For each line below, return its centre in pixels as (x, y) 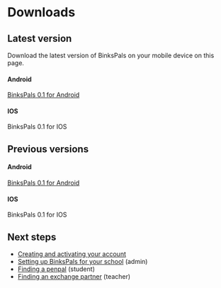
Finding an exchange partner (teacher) (74, 277)
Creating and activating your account (72, 254)
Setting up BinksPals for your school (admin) (83, 262)
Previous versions (48, 149)
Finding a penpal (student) (56, 269)
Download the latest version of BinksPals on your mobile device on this (111, 55)
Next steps (32, 237)
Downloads (41, 12)
